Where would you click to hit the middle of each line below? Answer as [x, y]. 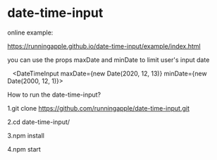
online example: [30, 32]
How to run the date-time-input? [54, 94]
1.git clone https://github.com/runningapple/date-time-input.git [99, 108]
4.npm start [24, 149]
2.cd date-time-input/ [39, 122]
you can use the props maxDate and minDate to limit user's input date [108, 60]
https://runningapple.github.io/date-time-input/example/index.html [104, 46]
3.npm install [26, 135]
